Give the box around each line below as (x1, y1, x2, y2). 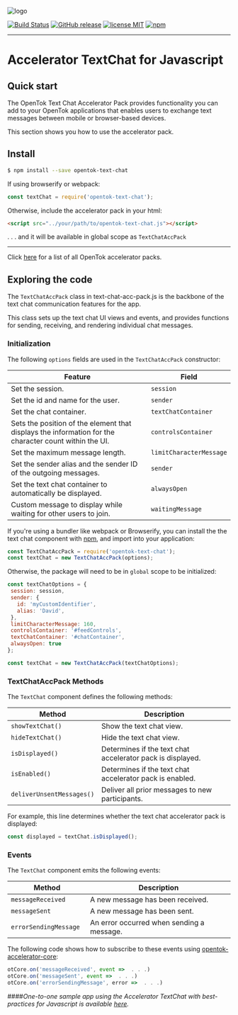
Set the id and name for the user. (11, 395, 120, 405)
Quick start (7, 80, 58, 92)
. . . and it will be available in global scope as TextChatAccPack (7, 232, 186, 241)
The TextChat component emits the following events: (7, 866, 161, 875)
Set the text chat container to (11, 479, 108, 489)
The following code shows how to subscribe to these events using (7, 945, 200, 953)
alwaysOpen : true (10, 640, 62, 647)
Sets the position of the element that (11, 418, 132, 428)
